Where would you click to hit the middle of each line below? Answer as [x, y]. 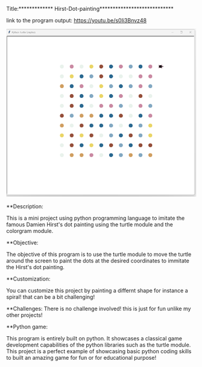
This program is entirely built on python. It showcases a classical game [94, 339]
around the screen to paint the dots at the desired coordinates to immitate [98, 261]
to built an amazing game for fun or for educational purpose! [81, 358]
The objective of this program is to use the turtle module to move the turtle [99, 254]
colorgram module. [30, 231]
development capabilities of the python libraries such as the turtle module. [99, 345]
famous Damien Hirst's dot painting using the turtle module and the [90, 225]
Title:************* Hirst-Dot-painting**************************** [90, 9]
